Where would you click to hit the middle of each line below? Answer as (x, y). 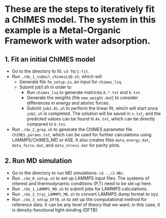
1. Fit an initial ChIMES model (50, 59)
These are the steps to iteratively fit (80, 9)
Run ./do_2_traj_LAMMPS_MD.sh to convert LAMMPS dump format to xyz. (85, 194)
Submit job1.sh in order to (45, 87)
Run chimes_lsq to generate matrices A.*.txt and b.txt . (84, 92)
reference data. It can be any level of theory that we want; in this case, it (86, 205)
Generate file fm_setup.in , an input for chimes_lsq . (71, 82)
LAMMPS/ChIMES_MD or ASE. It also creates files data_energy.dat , (81, 140)
